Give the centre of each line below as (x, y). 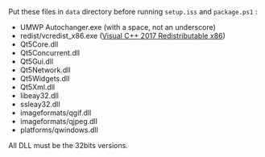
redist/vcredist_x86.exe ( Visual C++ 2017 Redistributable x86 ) (122, 36)
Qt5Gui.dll (37, 61)
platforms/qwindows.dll (59, 130)
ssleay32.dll (40, 104)
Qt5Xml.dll (37, 87)
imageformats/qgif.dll (56, 113)
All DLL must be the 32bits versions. (68, 145)
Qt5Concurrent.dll (50, 53)
